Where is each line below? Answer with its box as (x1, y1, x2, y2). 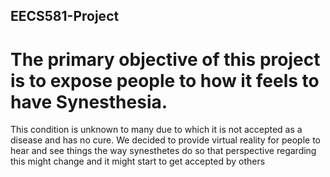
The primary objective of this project (10, 48, 321, 71)
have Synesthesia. (10, 90, 168, 113)
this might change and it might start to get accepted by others (10, 155, 266, 168)
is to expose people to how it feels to (10, 69, 320, 92)
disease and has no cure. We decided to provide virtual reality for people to (10, 134, 321, 146)
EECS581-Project (10, 8, 120, 25)
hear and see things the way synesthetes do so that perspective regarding (10, 145, 317, 157)
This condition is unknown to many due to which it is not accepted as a (10, 124, 303, 136)
